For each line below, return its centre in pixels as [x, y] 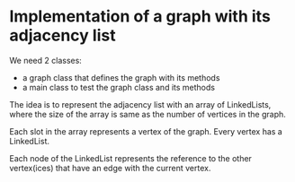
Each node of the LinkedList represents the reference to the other [130, 158]
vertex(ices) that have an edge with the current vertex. [110, 168]
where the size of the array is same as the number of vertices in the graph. [147, 114]
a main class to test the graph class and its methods [119, 87]
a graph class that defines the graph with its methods [121, 77]
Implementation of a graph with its [140, 17]
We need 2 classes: [46, 60]
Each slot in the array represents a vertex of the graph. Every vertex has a [146, 131]
